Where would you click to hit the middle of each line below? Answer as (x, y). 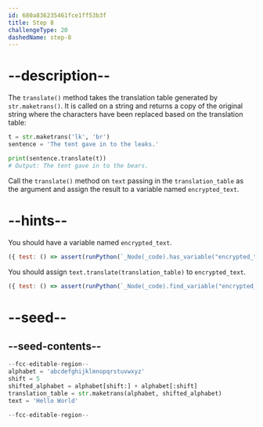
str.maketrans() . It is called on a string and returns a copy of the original (126, 106)
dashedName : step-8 (40, 37)
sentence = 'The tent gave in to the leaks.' (83, 145)
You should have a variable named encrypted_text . (90, 242)
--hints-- (38, 221)
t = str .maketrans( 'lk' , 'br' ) (59, 137)
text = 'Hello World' (43, 400)
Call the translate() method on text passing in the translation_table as (126, 180)
